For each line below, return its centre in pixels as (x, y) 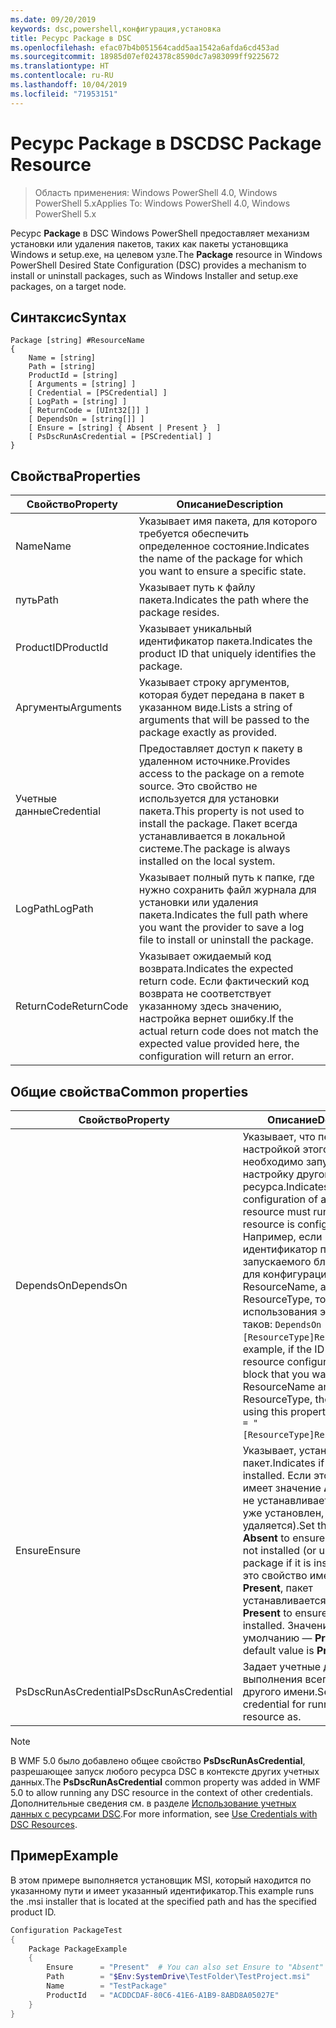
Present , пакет (278, 1588)
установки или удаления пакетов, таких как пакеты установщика (149, 243)
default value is (278, 1650)
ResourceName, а (284, 1286)
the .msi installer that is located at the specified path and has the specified (163, 1901)
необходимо (273, 1161)
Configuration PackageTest (66, 1930)
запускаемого (277, 1261)
